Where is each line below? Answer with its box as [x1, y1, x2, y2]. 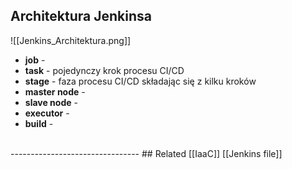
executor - [24, 107, 70, 119]
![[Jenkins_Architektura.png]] [10, 34, 132, 46]
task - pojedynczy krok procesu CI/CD [24, 64, 185, 76]
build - [24, 117, 54, 129]
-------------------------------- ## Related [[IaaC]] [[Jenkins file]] [10, 147, 283, 159]
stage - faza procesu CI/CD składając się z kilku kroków [24, 75, 257, 87]
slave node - [24, 96, 78, 108]
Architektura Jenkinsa [10, 8, 152, 25]
